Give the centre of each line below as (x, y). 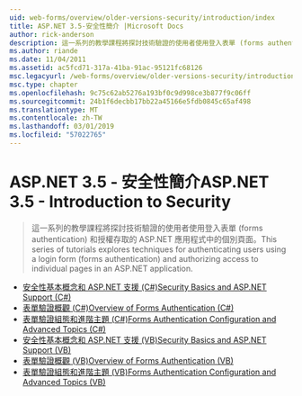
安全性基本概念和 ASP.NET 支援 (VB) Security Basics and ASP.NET (144, 339)
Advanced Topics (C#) (64, 328)
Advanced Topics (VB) (64, 382)
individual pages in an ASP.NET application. (112, 268)
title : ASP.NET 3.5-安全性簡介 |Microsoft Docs (97, 26)
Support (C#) (47, 297)
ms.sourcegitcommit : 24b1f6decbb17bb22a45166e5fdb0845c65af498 (130, 101)
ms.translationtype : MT (54, 110)
